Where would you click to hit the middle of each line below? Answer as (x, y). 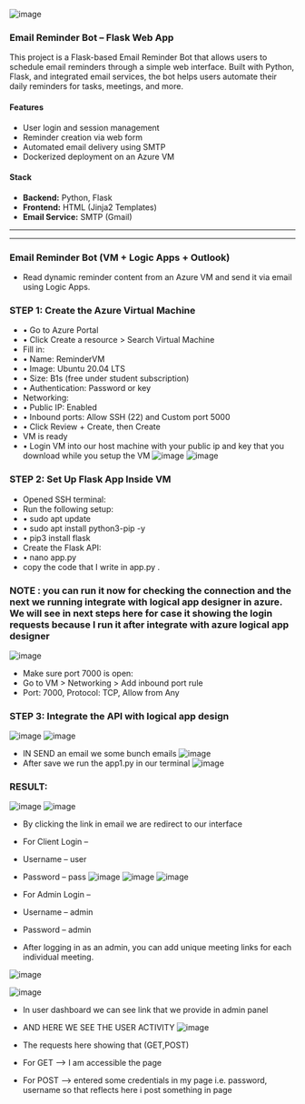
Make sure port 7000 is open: (78, 673)
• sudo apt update (57, 518)
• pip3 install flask (56, 537)
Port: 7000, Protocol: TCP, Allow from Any (101, 692)
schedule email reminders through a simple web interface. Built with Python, (152, 67)
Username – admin (58, 912)
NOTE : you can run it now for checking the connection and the (151, 590)
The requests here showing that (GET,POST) (106, 1045)
